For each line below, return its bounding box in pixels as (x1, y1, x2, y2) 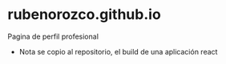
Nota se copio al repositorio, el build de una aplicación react (18, 47, 218, 56)
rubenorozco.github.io (7, 6, 161, 24)
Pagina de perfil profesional (7, 32, 99, 41)
